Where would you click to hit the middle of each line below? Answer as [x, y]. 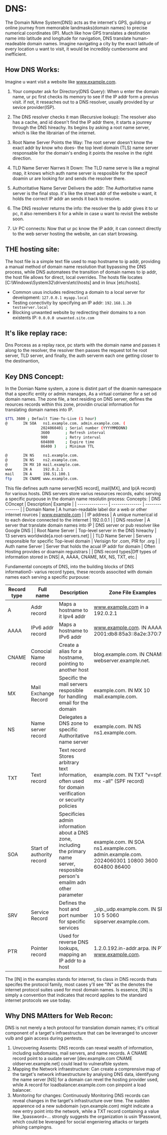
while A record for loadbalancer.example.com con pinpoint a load [79, 1085]
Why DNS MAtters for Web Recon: [59, 1015]
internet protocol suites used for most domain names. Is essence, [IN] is [79, 989]
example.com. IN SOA [119, 842]
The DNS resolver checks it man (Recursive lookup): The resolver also [84, 117]
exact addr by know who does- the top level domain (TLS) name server [85, 148]
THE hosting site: [32, 249]
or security [72, 799]
